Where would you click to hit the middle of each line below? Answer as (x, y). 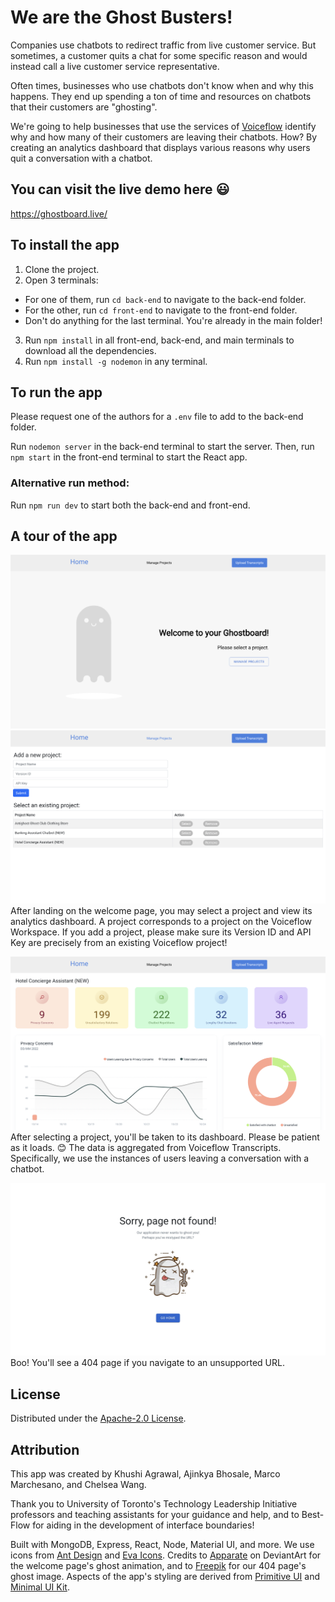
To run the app (56, 392)
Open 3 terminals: (61, 280)
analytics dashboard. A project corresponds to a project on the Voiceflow (161, 921)
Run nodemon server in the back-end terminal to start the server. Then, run (162, 447)
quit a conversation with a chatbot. (81, 158)
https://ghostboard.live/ (59, 213)
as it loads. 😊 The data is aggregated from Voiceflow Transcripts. (146, 1147)
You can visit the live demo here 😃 (120, 189)
